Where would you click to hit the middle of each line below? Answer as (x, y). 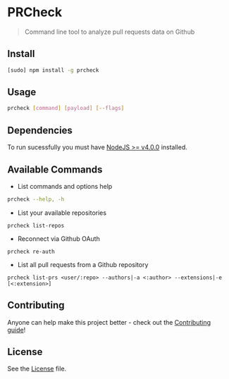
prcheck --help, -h (36, 199)
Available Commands (55, 169)
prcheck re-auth (31, 251)
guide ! (17, 330)
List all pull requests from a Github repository (83, 264)
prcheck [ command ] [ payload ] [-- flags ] (66, 108)
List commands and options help (65, 186)
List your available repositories (62, 213)
